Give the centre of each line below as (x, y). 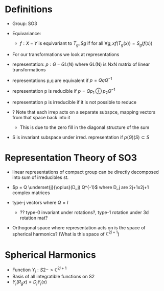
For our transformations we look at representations (66, 54)
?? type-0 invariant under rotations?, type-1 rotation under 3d (84, 212)
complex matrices (31, 193)
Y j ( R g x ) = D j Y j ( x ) (29, 282)
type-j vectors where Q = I (40, 202)
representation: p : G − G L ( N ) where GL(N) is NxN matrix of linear (81, 64)
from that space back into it (41, 117)
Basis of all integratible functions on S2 (53, 276)
